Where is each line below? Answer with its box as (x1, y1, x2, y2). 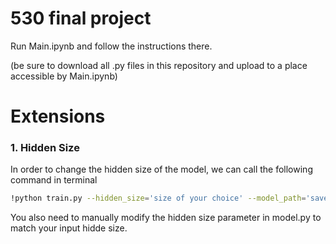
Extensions (10, 105, 106, 128)
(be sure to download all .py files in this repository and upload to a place (10, 59, 308, 71)
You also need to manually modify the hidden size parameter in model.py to (10, 212, 322, 224)
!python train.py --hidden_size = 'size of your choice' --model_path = (10, 193, 307, 204)
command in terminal (10, 174, 98, 186)
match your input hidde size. (10, 222, 128, 234)
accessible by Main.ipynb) (10, 70, 118, 82)
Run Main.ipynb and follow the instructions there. (10, 40, 213, 52)
